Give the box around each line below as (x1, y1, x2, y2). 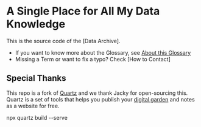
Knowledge (6, 17, 66, 31)
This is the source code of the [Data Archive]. (6, 37, 121, 44)
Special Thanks (6, 73, 66, 83)
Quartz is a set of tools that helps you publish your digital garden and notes (6, 95, 195, 103)
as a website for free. (6, 102, 60, 109)
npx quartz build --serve (6, 114, 68, 121)
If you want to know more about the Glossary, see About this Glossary (15, 49, 191, 56)
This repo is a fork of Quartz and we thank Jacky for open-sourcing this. (6, 89, 188, 97)
